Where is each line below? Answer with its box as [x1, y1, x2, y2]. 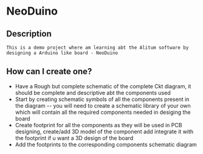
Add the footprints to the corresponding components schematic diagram [15, 141, 198, 148]
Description [6, 29, 52, 39]
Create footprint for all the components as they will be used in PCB [15, 121, 182, 128]
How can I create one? [6, 66, 92, 77]
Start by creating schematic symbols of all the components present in [15, 96, 190, 103]
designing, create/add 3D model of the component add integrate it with [15, 128, 193, 135]
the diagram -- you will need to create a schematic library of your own [15, 102, 191, 109]
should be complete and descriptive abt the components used [15, 89, 171, 96]
